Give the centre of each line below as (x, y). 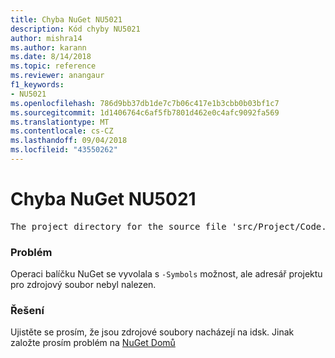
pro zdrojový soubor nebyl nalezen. (83, 285)
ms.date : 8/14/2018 (51, 57)
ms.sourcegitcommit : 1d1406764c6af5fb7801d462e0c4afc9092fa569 (145, 112)
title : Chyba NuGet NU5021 (66, 19)
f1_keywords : (37, 85)
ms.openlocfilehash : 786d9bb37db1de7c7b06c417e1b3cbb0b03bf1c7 (145, 103)
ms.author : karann (48, 47)
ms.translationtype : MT (60, 122)
